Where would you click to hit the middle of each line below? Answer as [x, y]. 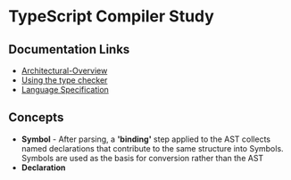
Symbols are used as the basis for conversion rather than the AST [142, 158]
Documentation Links [69, 49]
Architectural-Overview [64, 70]
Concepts [36, 118]
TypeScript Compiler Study [112, 16]
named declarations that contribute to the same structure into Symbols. [152, 148]
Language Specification [65, 90]
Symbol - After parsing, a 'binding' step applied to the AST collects [146, 139]
